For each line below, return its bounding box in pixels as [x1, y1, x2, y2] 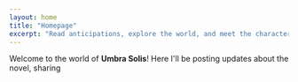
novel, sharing [9, 63, 61, 73]
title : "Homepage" [9, 21, 77, 30]
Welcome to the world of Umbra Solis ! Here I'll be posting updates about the [9, 54, 289, 64]
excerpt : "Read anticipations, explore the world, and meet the [9, 29, 252, 38]
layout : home [9, 12, 58, 22]
